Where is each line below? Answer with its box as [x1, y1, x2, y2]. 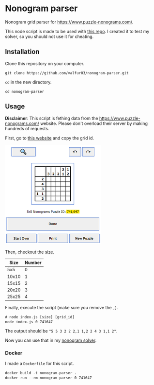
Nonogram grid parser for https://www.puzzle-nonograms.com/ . [5, 19, 134, 25]
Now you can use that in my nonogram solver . [5, 337, 97, 343]
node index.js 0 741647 [5, 319, 53, 324]
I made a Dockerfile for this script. [5, 361, 74, 367]
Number [24, 260, 42, 265]
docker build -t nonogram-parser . [5, 370, 77, 376]
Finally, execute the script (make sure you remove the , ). [5, 304, 118, 310]
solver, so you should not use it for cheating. [5, 34, 94, 39]
